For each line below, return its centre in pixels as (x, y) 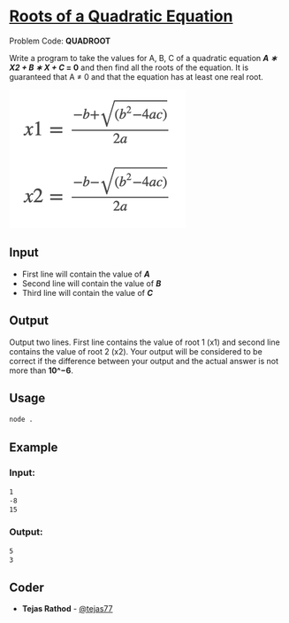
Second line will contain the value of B (91, 283)
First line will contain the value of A (86, 274)
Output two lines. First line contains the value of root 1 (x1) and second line (144, 342)
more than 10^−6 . (41, 370)
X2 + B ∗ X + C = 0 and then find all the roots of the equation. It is (129, 67)
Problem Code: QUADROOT (60, 41)
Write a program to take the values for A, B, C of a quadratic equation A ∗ (143, 58)
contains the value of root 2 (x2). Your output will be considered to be (136, 351)
